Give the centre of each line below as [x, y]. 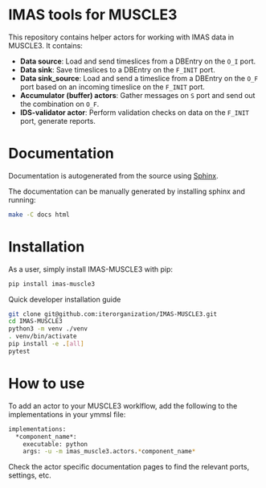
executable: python [55, 444]
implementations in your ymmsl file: [67, 414]
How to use [47, 383]
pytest [19, 351]
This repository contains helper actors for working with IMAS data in [121, 37]
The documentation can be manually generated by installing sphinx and [127, 191]
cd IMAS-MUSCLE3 [35, 322]
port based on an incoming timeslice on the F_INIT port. [112, 87]
